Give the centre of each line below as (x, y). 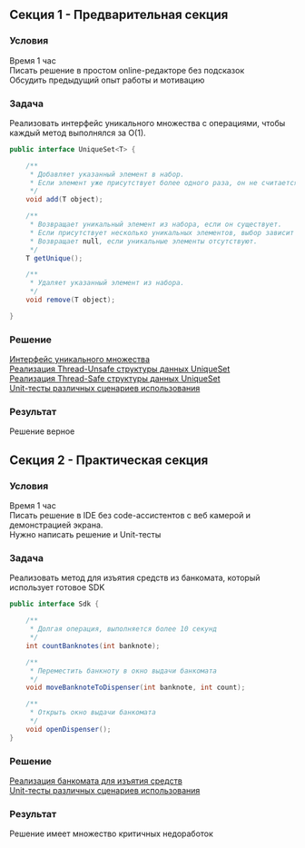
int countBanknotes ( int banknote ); (93, 646)
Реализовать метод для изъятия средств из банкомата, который (135, 578)
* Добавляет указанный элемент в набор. (107, 174)
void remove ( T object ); (71, 300)
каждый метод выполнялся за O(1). (78, 133)
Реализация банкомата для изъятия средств (96, 781)
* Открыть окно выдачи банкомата (93, 713)
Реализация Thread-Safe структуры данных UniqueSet (115, 379)
